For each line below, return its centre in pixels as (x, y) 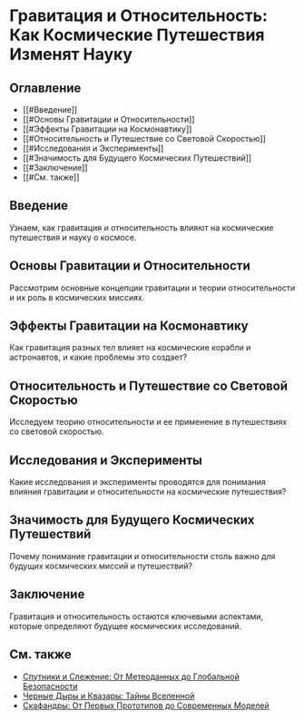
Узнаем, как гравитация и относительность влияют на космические (142, 227)
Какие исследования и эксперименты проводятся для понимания (137, 482)
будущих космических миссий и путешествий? (101, 566)
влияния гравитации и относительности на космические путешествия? (148, 492)
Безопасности (50, 685)
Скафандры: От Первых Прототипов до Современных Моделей (146, 705)
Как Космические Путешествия (137, 35)
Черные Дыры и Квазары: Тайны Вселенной (108, 695)
